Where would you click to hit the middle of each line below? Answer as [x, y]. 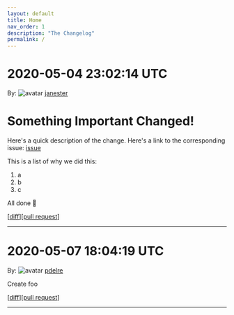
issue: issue [24, 148]
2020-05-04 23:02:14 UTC [87, 74]
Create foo [23, 284]
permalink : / [26, 40]
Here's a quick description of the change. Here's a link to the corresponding [116, 140]
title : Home [24, 20]
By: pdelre [35, 270]
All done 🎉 [22, 203]
